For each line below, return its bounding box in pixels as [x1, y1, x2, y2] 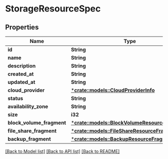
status [7, 95, 23, 101]
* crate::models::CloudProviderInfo [70, 87, 155, 93]
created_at [7, 70, 34, 77]
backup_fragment [7, 135, 51, 142]
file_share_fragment [7, 127, 56, 134]
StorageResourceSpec [5, 3, 101, 14]
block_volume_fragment [7, 119, 66, 126]
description [7, 62, 36, 69]
